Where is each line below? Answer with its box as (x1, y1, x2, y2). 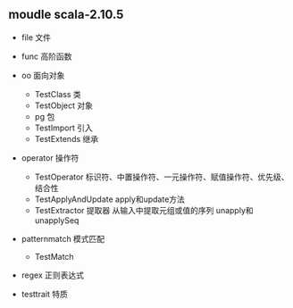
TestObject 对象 (34, 100, 94, 111)
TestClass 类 (34, 88, 81, 99)
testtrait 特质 (21, 288, 68, 299)
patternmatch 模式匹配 (21, 233, 105, 244)
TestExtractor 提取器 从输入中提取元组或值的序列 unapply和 (34, 204, 254, 215)
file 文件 (21, 31, 51, 43)
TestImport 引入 (34, 122, 93, 133)
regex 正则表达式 (21, 270, 85, 280)
